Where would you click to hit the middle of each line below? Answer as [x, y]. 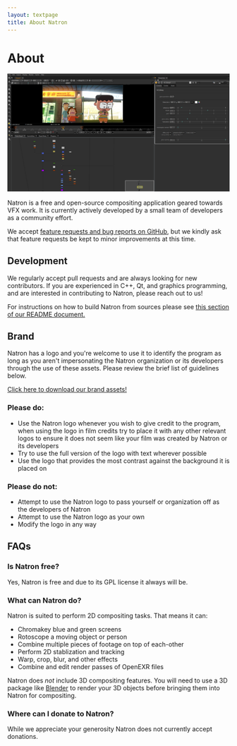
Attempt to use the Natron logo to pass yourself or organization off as [119, 502]
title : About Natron [38, 22]
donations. [23, 737]
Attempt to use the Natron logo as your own [81, 517]
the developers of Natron [54, 509]
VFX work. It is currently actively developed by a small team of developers [115, 210]
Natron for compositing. [42, 695]
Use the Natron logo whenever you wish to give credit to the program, [119, 423]
